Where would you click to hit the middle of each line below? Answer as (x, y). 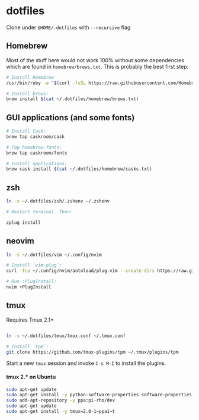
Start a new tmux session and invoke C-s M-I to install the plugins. (86, 363)
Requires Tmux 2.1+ (30, 320)
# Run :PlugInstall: (32, 282)
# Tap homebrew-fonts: (34, 147)
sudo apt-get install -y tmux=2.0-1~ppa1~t (61, 412)
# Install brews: (28, 94)
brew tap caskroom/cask (36, 137)
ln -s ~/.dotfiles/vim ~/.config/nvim (54, 255)
